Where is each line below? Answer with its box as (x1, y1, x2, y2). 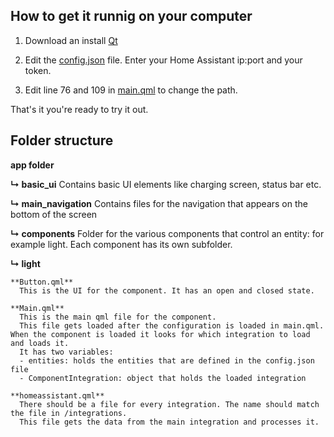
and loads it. (10, 338, 70, 348)
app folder (10, 159, 55, 171)
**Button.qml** (10, 277, 74, 287)
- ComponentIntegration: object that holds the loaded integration (19, 373, 307, 383)
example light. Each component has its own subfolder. (10, 238, 233, 250)
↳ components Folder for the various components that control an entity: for (10, 227, 325, 239)
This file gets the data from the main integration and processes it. (19, 417, 320, 427)
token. (24, 64, 52, 76)
